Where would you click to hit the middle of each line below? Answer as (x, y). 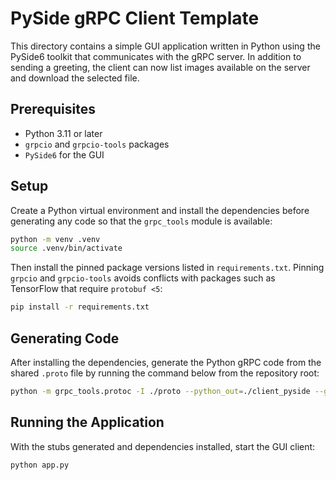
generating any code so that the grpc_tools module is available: (141, 221)
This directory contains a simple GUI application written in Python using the (165, 46)
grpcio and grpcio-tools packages (97, 144)
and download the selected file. (75, 78)
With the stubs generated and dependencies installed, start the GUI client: (163, 446)
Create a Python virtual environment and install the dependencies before (160, 210)
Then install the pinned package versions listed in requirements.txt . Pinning (167, 268)
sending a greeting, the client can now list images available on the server (160, 67)
